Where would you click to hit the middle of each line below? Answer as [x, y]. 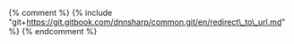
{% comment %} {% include [61, 13]
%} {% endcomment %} [53, 31]
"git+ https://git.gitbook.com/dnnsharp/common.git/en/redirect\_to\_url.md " [147, 22]
